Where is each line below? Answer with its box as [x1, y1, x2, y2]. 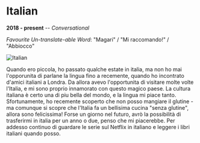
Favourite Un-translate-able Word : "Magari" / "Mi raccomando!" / [6, 36, 169, 43]
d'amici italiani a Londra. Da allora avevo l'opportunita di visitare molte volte [6, 78, 194, 86]
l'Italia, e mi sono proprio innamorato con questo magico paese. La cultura [6, 84, 191, 92]
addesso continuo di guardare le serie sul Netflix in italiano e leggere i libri [6, 123, 190, 130]
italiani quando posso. [6, 130, 61, 137]
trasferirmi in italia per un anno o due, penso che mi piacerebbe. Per [6, 116, 175, 124]
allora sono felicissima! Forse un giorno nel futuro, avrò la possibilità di [6, 110, 181, 118]
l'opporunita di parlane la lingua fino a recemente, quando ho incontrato [6, 72, 185, 79]
